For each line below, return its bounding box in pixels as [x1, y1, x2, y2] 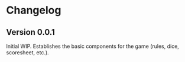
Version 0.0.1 [6, 27, 55, 37]
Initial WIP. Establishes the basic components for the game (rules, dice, [6, 43, 179, 50]
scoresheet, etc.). [6, 49, 49, 56]
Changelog [6, 4, 61, 17]
